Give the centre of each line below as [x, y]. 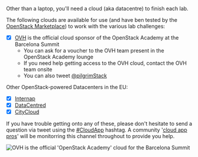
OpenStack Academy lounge [58, 57]
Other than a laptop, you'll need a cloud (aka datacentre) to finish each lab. [97, 9]
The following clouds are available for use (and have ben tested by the [92, 20]
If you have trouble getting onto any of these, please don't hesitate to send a [99, 124]
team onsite [38, 70]
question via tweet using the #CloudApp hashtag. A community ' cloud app [97, 130]
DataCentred [30, 105]
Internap [25, 99]
